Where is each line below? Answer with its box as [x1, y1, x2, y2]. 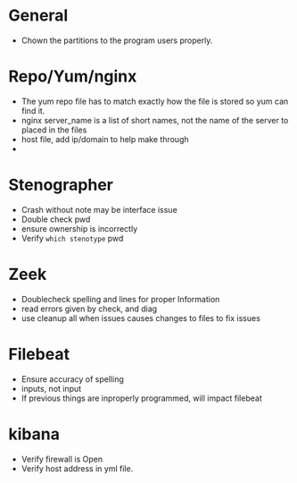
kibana [8, 424, 60, 444]
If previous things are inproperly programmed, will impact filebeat [21, 393, 262, 403]
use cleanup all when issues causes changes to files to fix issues [21, 312, 260, 323]
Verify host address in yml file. [21, 462, 134, 474]
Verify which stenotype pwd [21, 233, 124, 243]
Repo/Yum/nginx [8, 66, 137, 87]
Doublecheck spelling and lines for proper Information [21, 293, 220, 304]
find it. [21, 105, 45, 116]
